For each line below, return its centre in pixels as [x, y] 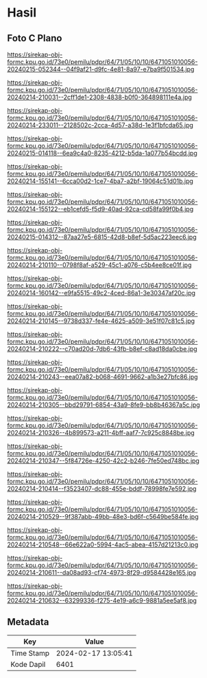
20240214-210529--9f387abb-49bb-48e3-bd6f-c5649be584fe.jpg [103, 517]
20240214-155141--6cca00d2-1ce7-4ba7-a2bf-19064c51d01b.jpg [100, 181]
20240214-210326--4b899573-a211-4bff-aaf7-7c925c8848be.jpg [101, 433]
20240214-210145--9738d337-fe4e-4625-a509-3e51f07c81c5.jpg [101, 321]
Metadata [28, 622]
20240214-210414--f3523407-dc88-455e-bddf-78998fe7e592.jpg [102, 489]
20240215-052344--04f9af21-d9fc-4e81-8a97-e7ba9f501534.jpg [101, 69]
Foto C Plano [35, 38]
